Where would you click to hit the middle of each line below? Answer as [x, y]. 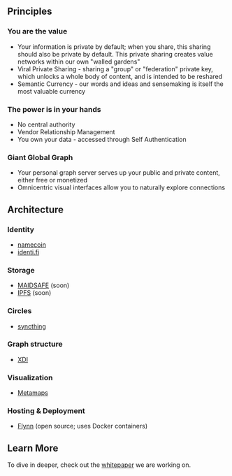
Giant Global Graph [40, 157]
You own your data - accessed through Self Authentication [102, 139]
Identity [21, 229]
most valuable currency [51, 91]
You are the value [37, 31]
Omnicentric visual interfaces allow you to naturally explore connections [121, 187]
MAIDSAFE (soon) [43, 285]
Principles [30, 12]
